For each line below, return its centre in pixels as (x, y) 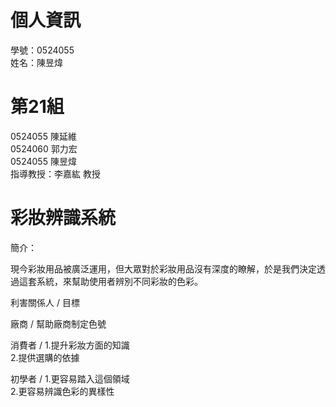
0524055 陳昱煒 (43, 161)
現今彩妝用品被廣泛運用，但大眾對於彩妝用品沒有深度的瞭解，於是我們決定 (163, 268)
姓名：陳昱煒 (36, 62)
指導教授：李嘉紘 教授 (55, 173)
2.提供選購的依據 (45, 357)
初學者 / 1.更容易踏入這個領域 (70, 378)
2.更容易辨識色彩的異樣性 (62, 391)
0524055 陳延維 (43, 136)
